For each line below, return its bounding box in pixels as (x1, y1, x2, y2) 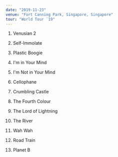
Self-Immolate (12, 40, 42, 46)
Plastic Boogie (12, 50, 43, 56)
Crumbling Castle (12, 89, 49, 95)
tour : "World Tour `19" (5, 17, 55, 22)
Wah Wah (12, 127, 33, 133)
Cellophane (12, 79, 37, 85)
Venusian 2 (12, 31, 36, 37)
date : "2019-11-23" (5, 7, 46, 13)
